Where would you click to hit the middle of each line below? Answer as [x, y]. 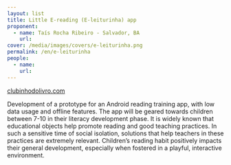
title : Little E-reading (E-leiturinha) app [72, 20]
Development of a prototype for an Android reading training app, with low [111, 104]
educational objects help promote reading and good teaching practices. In [112, 126]
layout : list [26, 13]
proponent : [23, 26]
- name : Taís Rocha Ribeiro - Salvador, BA [76, 33]
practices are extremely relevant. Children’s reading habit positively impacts [114, 140]
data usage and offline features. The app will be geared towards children [110, 111]
